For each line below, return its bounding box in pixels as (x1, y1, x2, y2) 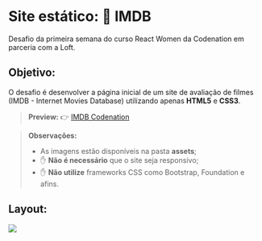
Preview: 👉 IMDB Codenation (27, 112, 130, 122)
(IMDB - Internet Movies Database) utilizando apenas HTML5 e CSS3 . (8, 96, 241, 106)
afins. (40, 179, 59, 189)
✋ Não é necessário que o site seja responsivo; (40, 155, 199, 164)
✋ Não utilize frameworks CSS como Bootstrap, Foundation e (40, 167, 245, 177)
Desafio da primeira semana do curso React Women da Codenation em (8, 34, 244, 44)
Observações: (27, 131, 77, 140)
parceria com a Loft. (8, 42, 76, 52)
